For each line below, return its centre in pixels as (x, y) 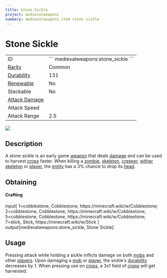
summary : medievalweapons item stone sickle (52, 19)
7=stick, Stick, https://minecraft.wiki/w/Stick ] (52, 222)
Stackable (19, 91)
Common (59, 67)
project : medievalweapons (32, 14)
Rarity (14, 67)
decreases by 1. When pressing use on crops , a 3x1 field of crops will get (80, 265)
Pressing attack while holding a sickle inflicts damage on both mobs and (79, 255)
